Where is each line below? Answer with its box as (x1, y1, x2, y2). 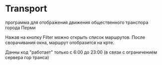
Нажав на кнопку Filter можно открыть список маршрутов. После (5, 34, 146, 40)
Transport (5, 3, 47, 14)
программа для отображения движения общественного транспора (5, 19, 149, 25)
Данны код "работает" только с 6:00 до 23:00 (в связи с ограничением (5, 49, 158, 55)
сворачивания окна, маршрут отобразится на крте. (5, 39, 114, 45)
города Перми (5, 24, 36, 30)
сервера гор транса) (5, 54, 49, 60)
